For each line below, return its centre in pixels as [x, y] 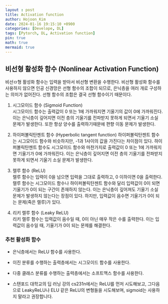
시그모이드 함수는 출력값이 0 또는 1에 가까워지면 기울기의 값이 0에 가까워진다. [88, 112]
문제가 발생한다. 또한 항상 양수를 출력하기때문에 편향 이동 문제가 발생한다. [84, 124]
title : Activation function [35, 15]
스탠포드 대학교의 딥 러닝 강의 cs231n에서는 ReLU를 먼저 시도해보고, [79, 284]
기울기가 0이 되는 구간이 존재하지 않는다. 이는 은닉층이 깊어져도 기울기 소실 [86, 190]
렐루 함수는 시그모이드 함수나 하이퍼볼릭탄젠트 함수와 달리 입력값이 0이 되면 [86, 183]
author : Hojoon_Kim [26, 19]
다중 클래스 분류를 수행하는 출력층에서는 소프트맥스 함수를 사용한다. [78, 273]
